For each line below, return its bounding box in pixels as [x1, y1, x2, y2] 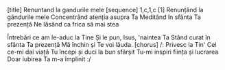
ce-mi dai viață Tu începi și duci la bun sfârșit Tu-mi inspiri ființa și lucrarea [7, 48, 219, 56]
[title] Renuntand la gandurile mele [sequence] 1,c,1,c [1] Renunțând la [7, 6, 204, 14]
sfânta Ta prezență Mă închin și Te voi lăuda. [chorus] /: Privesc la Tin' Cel [7, 41, 217, 48]
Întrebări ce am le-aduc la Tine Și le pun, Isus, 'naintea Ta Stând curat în [7, 33, 211, 41]
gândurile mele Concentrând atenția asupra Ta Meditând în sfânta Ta [7, 13, 201, 21]
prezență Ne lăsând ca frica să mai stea [7, 20, 119, 28]
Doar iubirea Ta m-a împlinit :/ [7, 55, 91, 63]
